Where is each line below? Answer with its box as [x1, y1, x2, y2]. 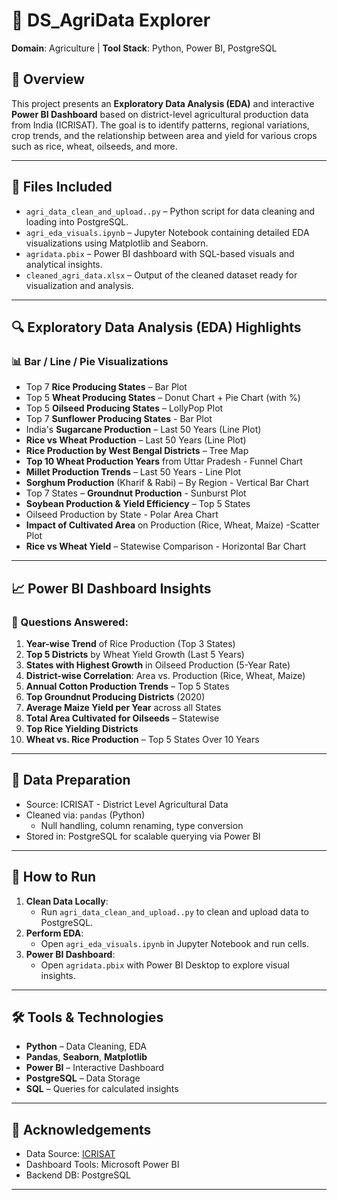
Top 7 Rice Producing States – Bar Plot [25, 381, 188, 393]
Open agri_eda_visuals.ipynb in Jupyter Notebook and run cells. [40, 937, 310, 949]
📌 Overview [11, 71, 85, 88]
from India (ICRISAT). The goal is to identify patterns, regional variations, [11, 119, 310, 131]
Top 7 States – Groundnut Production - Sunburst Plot [25, 487, 247, 499]
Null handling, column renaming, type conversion [40, 819, 244, 831]
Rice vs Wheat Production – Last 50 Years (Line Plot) [25, 434, 247, 446]
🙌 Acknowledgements [11, 1121, 152, 1138]
